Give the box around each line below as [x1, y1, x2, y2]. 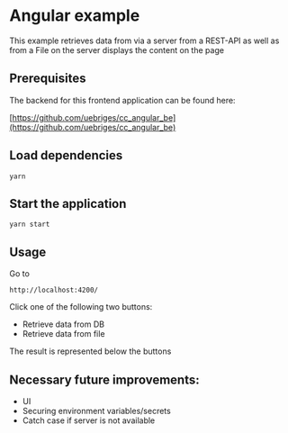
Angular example [9, 5, 140, 26]
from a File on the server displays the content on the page [9, 44, 225, 55]
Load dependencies [9, 148, 123, 163]
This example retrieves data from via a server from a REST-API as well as [9, 35, 280, 46]
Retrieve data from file [22, 329, 105, 339]
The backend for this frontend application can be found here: [9, 95, 236, 105]
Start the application [9, 195, 127, 212]
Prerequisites [9, 71, 86, 86]
